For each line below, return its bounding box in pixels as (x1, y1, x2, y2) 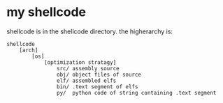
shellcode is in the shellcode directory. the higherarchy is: (6, 27, 173, 35)
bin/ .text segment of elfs (56, 83, 138, 90)
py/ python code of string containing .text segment (56, 89, 217, 96)
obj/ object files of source (56, 71, 141, 78)
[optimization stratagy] (43, 58, 117, 66)
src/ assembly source (56, 65, 120, 72)
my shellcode (6, 4, 87, 20)
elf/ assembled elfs (56, 77, 117, 84)
